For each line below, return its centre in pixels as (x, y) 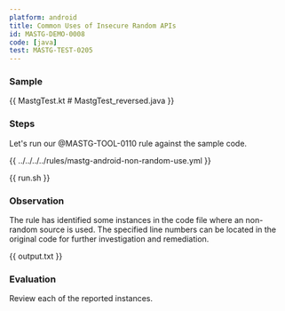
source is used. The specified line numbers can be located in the (158, 230)
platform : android (43, 17)
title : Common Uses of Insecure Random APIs (93, 26)
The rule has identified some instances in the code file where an (127, 220)
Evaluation (32, 279)
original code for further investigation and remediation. (109, 239)
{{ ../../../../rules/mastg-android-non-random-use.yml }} (110, 160)
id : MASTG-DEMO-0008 (47, 34)
